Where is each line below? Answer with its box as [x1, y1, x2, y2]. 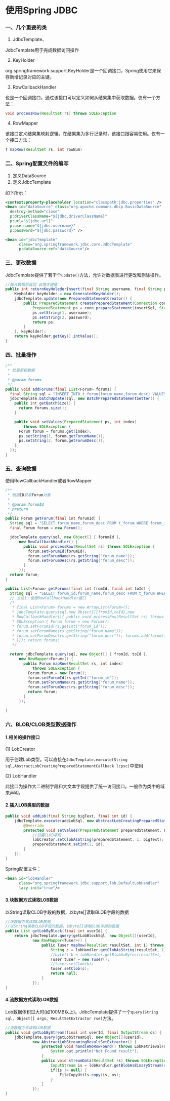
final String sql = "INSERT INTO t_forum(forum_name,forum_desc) [10, 391, 151, 396]
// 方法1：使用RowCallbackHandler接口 [10, 595, 87, 600]
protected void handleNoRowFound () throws [41, 1044, 133, 1049]
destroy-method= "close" [10, 209, 60, 214]
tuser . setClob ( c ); [50, 966, 90, 971]
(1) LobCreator [5, 746, 35, 752]
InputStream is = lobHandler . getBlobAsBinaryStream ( [50, 1063, 164, 1068]
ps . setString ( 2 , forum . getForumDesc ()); [18, 438, 105, 443]
